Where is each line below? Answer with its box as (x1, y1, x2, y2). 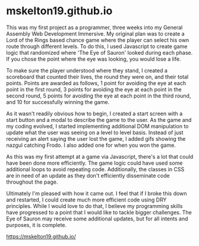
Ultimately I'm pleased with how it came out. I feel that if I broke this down (6, 190, 187, 197)
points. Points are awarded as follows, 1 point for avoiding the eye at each (6, 79, 186, 87)
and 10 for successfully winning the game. (6, 98, 110, 105)
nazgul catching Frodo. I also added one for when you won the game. (6, 141, 176, 149)
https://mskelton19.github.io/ (6, 233, 76, 240)
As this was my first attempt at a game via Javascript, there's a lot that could (6, 153, 194, 160)
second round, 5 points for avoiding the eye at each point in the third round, (6, 92, 191, 99)
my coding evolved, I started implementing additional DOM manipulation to (6, 122, 189, 130)
